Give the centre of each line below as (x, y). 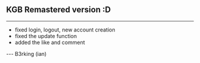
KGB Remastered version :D (59, 10)
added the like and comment (50, 42)
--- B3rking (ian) (26, 53)
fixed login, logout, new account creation (65, 30)
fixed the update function (46, 36)
